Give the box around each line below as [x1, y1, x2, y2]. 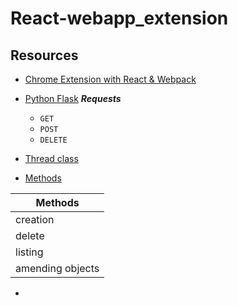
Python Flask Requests [24, 93, 122, 104]
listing [15, 245, 44, 259]
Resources [10, 47, 79, 64]
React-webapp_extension [10, 7, 229, 30]
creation [15, 213, 55, 226]
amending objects [15, 262, 100, 275]
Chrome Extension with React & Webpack [24, 73, 197, 85]
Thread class [24, 153, 79, 164]
